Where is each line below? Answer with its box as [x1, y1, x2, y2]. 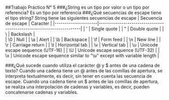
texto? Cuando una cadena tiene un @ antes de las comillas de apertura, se [5, 68, 163, 74]
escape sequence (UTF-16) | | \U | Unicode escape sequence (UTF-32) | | [5, 47, 160, 53]
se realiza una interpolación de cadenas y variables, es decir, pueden [5, 84, 150, 90]
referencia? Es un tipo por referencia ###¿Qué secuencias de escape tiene [5, 10, 162, 16]
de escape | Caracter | [5, 20, 52, 26]
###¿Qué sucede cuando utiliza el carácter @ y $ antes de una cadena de [5, 63, 160, 68]
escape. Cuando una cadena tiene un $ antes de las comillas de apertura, [5, 78, 159, 84]
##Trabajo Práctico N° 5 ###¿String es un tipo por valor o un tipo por [5, 5, 150, 10]
